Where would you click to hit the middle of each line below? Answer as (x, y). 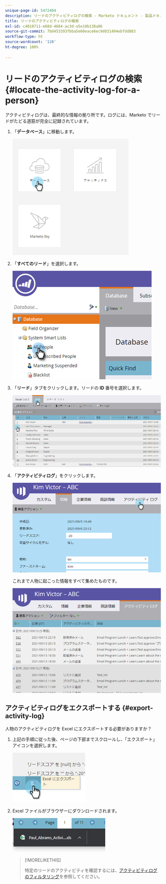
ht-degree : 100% (22, 47)
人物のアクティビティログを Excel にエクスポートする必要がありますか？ (79, 728)
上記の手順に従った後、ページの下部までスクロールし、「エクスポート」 (85, 739)
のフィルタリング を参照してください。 (63, 876)
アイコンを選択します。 (36, 745)
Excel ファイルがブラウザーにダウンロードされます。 (66, 811)
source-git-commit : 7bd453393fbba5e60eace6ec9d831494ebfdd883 (70, 31)
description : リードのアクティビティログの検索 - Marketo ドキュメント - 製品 (79, 16)
